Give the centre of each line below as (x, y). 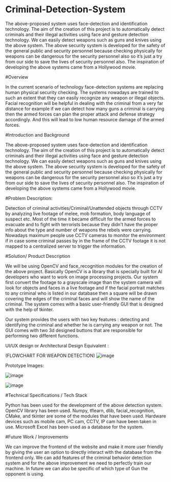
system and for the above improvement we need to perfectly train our (78, 463)
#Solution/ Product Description (38, 256)
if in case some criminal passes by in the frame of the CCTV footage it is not (86, 240)
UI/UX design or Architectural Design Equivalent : (57, 345)
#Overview (17, 77)
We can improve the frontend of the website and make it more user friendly (84, 447)
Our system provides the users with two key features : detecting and (77, 319)
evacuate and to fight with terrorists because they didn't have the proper (82, 224)
